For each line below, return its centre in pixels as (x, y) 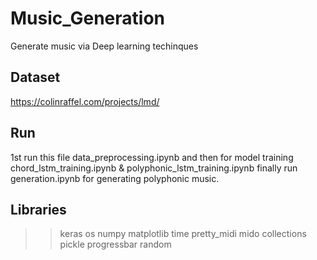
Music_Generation (88, 18)
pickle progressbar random (115, 244)
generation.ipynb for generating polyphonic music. (115, 178)
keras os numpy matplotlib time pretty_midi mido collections (183, 234)
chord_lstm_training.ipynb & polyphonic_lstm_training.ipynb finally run (154, 168)
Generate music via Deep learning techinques (104, 46)
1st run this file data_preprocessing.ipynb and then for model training (152, 157)
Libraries (38, 209)
